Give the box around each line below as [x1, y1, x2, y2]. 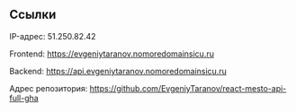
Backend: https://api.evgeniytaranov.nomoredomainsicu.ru [9, 65, 227, 76]
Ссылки [9, 7, 57, 22]
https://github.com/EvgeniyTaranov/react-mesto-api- [89, 82, 287, 93]
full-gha [9, 92, 39, 103]
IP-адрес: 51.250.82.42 [9, 30, 96, 41]
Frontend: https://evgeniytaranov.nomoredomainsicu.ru [9, 48, 214, 59]
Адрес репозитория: [9, 82, 88, 93]
